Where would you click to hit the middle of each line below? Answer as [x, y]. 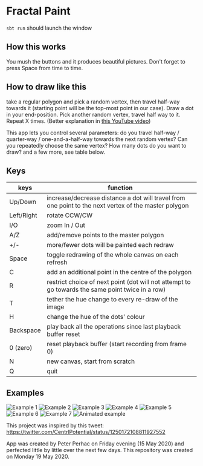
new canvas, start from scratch [91, 361]
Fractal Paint [38, 11]
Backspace [25, 330]
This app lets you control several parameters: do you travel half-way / [93, 133]
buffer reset [63, 334]
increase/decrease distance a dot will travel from [116, 198]
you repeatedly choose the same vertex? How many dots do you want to [96, 145]
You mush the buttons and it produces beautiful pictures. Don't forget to [96, 61]
